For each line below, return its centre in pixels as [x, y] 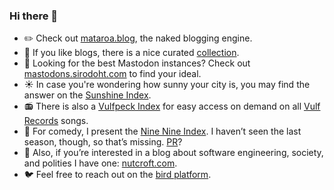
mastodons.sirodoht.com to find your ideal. [112, 74]
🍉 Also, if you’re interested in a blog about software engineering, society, [173, 153]
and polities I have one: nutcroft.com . [100, 163]
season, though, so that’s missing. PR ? [103, 142]
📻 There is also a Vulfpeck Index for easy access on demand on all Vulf [172, 106]
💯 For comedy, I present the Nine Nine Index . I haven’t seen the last [162, 131]
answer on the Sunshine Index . [87, 95]
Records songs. [56, 121]
